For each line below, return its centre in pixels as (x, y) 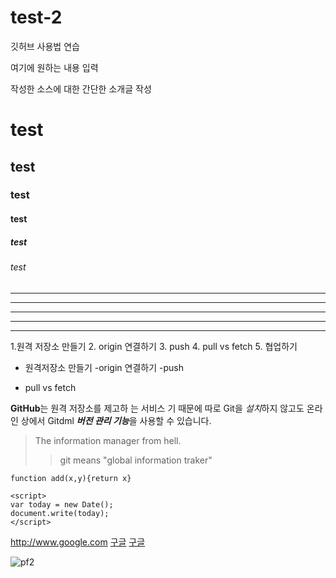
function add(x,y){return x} (71, 478)
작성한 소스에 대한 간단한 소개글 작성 (81, 88)
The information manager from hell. (108, 440)
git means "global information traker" (136, 460)
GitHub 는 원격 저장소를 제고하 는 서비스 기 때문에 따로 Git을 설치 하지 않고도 (157, 408)
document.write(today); (60, 513)
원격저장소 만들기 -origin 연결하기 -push (104, 367)
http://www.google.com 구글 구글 (78, 542)
